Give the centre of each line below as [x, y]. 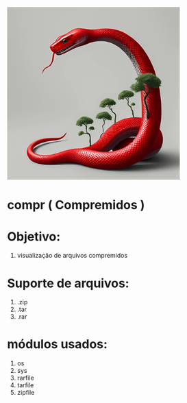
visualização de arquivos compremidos [72, 256]
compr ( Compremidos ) [76, 205]
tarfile [25, 385]
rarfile [25, 378]
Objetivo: [34, 236]
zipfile [26, 393]
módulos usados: [58, 344]
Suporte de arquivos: [68, 283]
